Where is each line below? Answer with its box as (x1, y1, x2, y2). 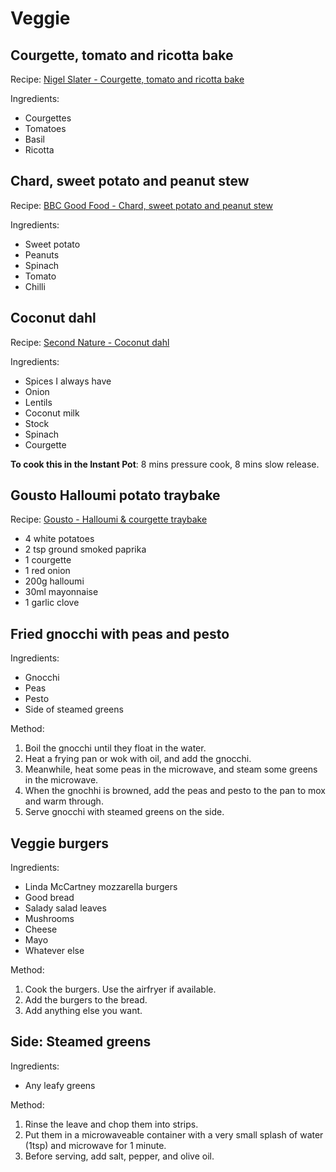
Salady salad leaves (24, 902, 107, 914)
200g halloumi (24, 575, 85, 587)
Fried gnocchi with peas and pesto (10, 625, 230, 642)
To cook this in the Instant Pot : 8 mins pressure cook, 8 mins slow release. (10, 458, 320, 470)
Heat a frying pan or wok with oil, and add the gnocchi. (24, 753, 252, 765)
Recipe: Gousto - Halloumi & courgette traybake (10, 513, 208, 526)
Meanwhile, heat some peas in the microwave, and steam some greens (24, 763, 318, 776)
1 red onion (24, 565, 71, 577)
